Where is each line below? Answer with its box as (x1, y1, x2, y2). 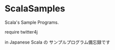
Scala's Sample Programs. (4, 19, 59, 25)
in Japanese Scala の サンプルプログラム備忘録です (4, 39, 110, 45)
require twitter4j (4, 29, 38, 35)
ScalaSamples (4, 3, 65, 14)
